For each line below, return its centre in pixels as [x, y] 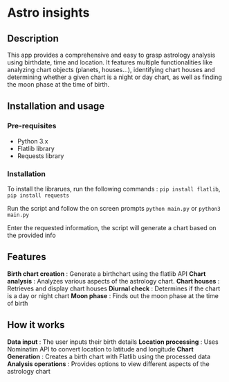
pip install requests [38, 196]
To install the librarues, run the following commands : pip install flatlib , [114, 189]
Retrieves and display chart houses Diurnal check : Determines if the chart [114, 288]
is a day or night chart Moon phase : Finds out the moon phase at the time [113, 295]
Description [33, 38]
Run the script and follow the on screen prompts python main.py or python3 [114, 208]
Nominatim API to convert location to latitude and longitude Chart [100, 349]
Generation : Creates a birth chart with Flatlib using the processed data [109, 356]
